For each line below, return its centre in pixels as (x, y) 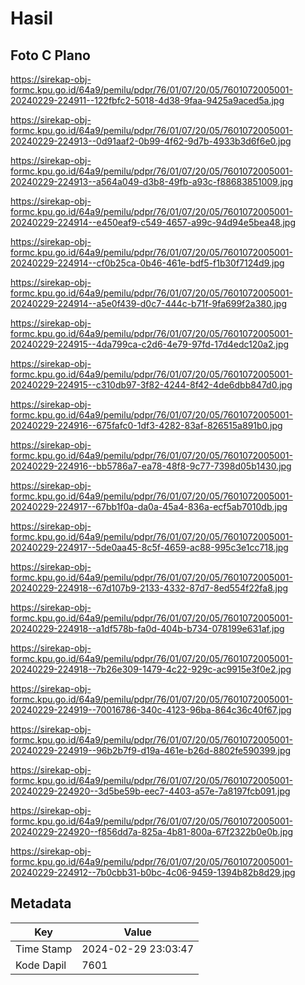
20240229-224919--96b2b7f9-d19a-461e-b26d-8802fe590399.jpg (151, 750)
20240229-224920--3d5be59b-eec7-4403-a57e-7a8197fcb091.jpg (150, 791)
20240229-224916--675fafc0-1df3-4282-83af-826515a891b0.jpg (146, 425)
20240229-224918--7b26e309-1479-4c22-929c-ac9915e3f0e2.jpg (151, 669)
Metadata (41, 903)
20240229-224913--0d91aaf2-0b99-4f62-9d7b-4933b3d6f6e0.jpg (151, 141)
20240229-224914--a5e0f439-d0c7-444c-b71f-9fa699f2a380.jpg (149, 303)
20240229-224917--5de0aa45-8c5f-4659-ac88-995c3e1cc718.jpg (149, 547)
